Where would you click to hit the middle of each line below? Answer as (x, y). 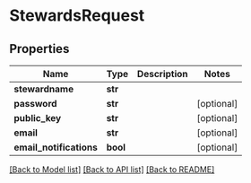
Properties (39, 49)
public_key (38, 118)
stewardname (44, 89)
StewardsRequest (77, 16)
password (35, 104)
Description (163, 74)
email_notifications (56, 147)
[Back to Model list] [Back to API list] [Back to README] (112, 170)
